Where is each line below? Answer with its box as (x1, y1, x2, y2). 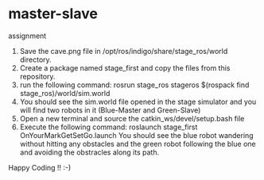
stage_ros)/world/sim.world (19, 88, 111, 98)
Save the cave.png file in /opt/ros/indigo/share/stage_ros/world (19, 46, 228, 56)
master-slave (8, 5, 98, 23)
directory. (19, 55, 52, 64)
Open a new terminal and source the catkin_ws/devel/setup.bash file (19, 113, 245, 123)
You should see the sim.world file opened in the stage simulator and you (19, 97, 257, 106)
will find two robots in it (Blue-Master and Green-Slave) (19, 105, 201, 115)
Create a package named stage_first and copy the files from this (19, 63, 231, 72)
